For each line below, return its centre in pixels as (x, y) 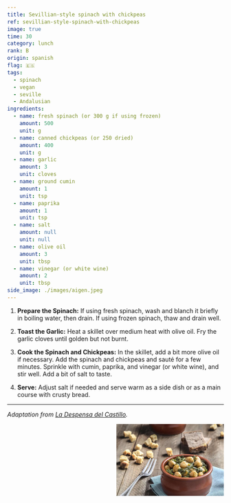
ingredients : (26, 109)
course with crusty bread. (54, 394)
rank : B (18, 51)
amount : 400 (36, 145)
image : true (24, 29)
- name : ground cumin (44, 182)
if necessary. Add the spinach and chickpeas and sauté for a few (109, 359)
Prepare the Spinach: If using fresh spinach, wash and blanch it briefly (118, 310)
